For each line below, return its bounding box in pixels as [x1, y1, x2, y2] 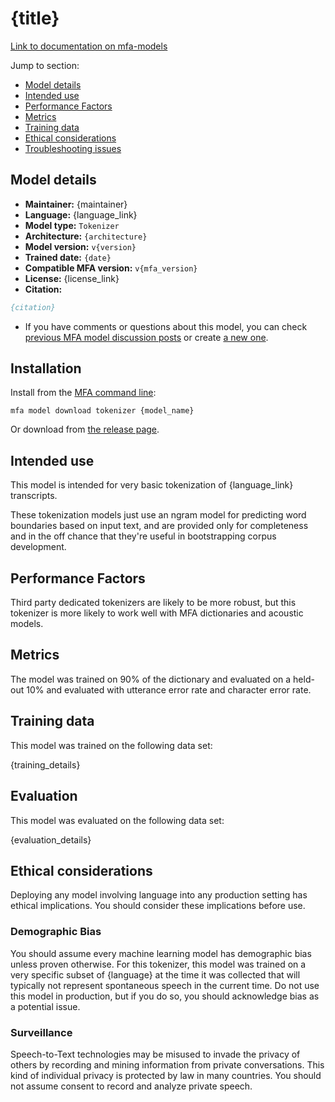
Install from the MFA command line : [10, 387, 157, 399]
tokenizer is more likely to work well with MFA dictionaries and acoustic [10, 607, 304, 619]
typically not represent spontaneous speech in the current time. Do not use [10, 979, 320, 991]
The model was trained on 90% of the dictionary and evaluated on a [10, 673, 292, 685]
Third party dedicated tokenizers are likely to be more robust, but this [10, 597, 297, 609]
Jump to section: [10, 59, 80, 71]
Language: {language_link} [24, 208, 138, 221]
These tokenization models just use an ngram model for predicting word [10, 509, 307, 521]
